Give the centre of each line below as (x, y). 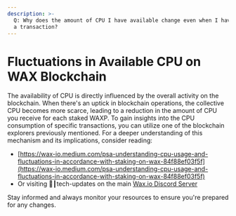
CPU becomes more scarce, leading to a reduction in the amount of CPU (112, 111)
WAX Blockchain (57, 76)
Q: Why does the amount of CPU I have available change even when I (116, 20)
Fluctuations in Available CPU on (104, 61)
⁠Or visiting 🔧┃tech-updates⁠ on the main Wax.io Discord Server (107, 184)
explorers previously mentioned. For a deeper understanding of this (105, 133)
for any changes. (32, 205)
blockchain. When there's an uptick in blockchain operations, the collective (116, 103)
